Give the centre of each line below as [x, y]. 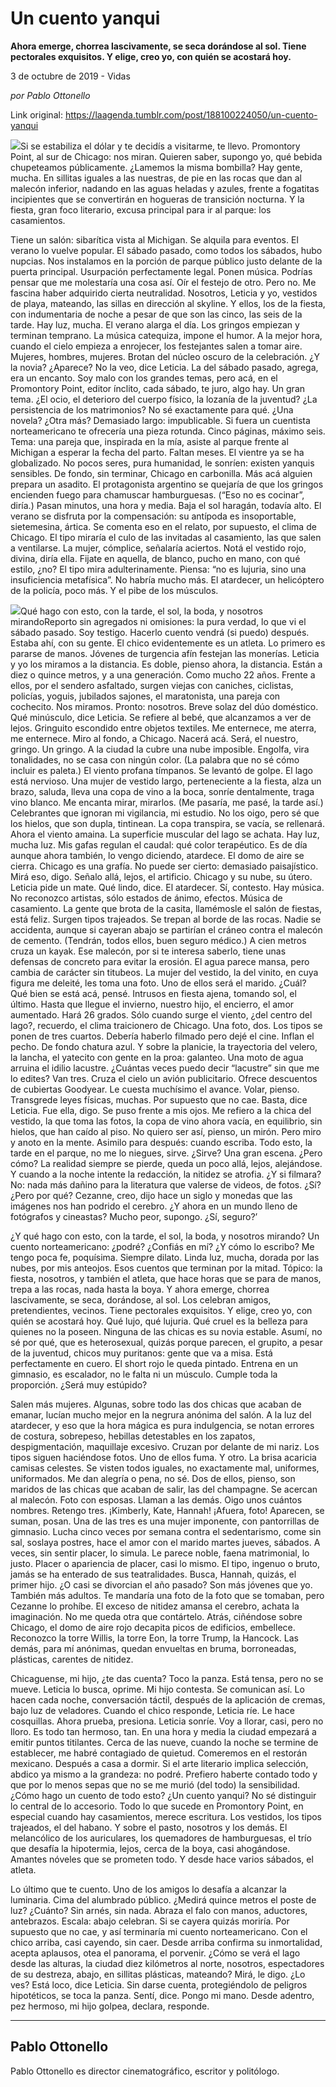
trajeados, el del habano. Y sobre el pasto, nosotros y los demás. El [149, 1827]
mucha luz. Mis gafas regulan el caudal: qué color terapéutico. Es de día [159, 844]
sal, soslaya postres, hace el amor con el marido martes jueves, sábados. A [165, 1542]
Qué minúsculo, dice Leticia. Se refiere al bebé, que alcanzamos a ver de [161, 717]
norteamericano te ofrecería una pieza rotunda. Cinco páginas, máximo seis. [168, 431]
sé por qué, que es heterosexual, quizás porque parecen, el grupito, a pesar [166, 1342]
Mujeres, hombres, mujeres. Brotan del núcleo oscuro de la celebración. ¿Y [165, 356]
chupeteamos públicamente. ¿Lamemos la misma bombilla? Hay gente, [156, 167]
